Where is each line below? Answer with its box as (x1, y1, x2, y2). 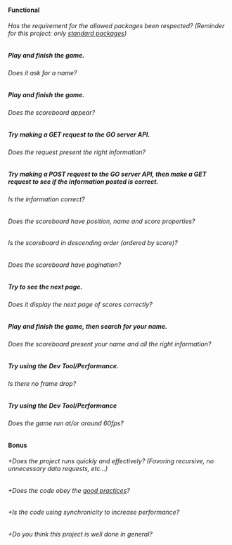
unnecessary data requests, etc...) (8, 465, 108, 473)
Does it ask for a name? (8, 69, 77, 77)
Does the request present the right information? (8, 148, 146, 156)
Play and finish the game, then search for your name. (8, 322, 168, 330)
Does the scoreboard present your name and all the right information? (8, 339, 212, 348)
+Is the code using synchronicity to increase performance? (8, 508, 180, 517)
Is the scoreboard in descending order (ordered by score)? (8, 239, 178, 247)
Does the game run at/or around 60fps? (8, 419, 124, 427)
